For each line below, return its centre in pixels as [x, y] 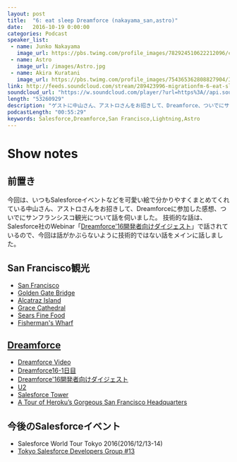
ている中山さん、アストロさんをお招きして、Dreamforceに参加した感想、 [114, 208]
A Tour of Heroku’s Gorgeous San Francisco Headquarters [102, 402]
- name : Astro [31, 60]
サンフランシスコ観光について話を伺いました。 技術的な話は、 [116, 217]
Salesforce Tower [43, 395]
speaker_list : [28, 40]
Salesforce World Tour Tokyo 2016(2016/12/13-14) [90, 444]
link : [15, 86]
